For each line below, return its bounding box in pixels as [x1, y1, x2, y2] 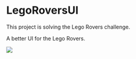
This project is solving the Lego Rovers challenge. [6, 23, 131, 30]
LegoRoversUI [6, 4, 79, 17]
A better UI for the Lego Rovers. [6, 35, 86, 42]
